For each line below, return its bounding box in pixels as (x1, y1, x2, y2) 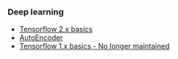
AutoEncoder (19, 33, 64, 42)
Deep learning (7, 6, 64, 18)
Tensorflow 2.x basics (19, 25, 93, 34)
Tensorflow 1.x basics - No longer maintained (19, 41, 170, 51)
